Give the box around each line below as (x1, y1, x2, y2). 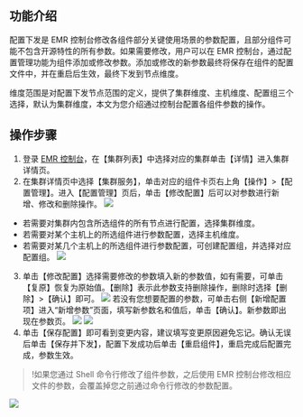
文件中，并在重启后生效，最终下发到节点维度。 (9, 68, 183, 79)
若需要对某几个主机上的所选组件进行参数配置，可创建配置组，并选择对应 (22, 240, 291, 251)
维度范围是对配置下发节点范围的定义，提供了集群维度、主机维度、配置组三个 (9, 87, 294, 97)
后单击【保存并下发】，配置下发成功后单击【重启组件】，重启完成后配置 (22, 338, 284, 349)
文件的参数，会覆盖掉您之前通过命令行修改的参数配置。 (31, 380, 237, 391)
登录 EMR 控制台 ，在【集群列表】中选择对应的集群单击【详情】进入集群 (22, 153, 289, 164)
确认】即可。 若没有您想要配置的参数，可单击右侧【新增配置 (51, 292, 287, 304)
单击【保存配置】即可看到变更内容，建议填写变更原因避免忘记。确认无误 (22, 327, 291, 338)
